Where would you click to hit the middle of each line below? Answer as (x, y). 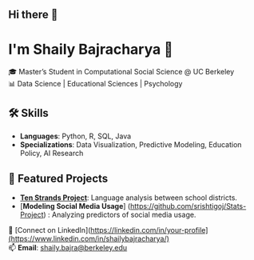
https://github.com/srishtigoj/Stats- (189, 206)
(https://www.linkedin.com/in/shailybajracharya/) (89, 238)
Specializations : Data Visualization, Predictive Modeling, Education (131, 145)
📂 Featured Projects (58, 178)
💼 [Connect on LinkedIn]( (50, 230)
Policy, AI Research (52, 154)
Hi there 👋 (33, 15)
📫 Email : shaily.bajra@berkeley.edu (68, 247)
